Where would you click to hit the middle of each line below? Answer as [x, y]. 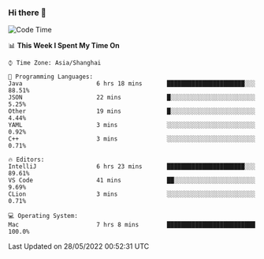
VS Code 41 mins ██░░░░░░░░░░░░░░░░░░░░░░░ [132, 181]
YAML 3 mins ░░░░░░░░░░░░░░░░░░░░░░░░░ [132, 126]
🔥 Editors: [26, 160]
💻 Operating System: [43, 216]
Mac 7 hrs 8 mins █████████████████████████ [132, 225]
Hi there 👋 [28, 13]
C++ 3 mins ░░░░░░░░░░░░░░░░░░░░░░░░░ [132, 139]
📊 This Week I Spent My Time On [64, 46]
